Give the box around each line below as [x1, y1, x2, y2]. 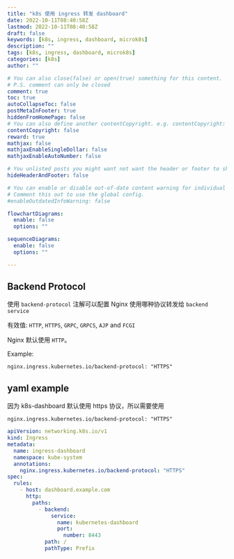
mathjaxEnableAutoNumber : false [7, 153, 101, 160]
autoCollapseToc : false [7, 101, 77, 108]
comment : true [7, 88, 49, 95]
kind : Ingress [7, 435, 49, 442]
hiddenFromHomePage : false [7, 114, 86, 121]
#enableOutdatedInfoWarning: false [7, 197, 111, 205]
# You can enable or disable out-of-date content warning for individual [7, 184, 226, 191]
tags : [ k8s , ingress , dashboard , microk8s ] [7, 50, 136, 57]
